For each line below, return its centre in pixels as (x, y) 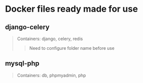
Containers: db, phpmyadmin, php (51, 75)
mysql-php (22, 64)
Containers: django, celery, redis (50, 39)
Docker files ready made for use (71, 9)
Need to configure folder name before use (72, 48)
